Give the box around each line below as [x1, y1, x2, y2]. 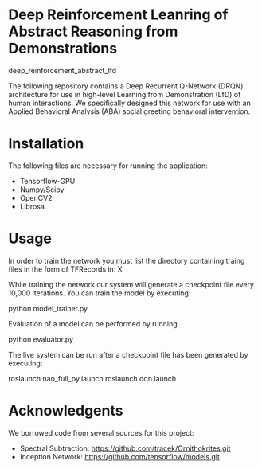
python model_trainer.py [8, 303, 88, 313]
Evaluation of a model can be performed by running [8, 319, 178, 328]
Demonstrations [8, 40, 118, 57]
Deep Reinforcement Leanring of [8, 6, 229, 24]
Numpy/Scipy [19, 185, 65, 194]
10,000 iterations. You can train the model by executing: [8, 288, 191, 298]
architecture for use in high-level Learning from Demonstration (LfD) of [8, 89, 241, 99]
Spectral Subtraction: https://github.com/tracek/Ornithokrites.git [19, 444, 231, 453]
